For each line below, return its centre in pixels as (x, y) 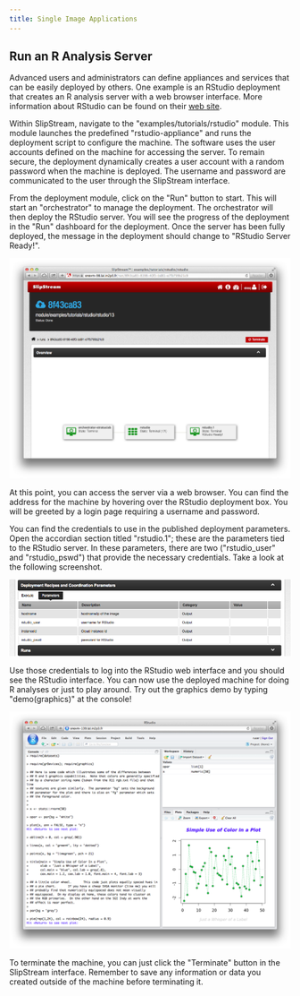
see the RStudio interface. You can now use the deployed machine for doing (150, 680)
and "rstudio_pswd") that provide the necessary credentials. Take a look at (146, 558)
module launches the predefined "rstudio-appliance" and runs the (130, 133)
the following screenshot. (56, 567)
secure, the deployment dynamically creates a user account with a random (147, 162)
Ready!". (25, 245)
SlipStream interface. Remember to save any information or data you (135, 973)
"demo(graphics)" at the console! (71, 699)
